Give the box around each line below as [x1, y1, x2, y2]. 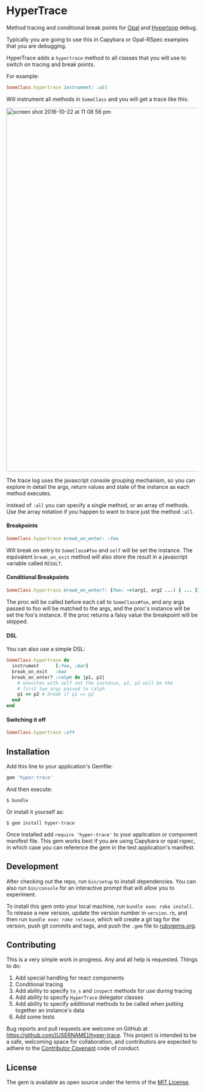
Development [6, 861, 59, 872]
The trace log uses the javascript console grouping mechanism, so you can [6, 477, 195, 484]
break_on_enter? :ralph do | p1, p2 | [12, 674, 105, 680]
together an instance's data [15, 1007, 84, 1014]
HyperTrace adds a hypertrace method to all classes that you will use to [6, 54, 187, 61]
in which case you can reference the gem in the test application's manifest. [6, 844, 195, 851]
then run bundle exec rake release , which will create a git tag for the [6, 915, 180, 923]
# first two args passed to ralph [17, 686, 105, 692]
